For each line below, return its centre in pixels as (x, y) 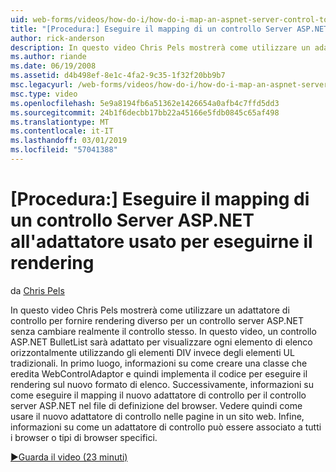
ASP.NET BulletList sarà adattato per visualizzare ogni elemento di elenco (161, 342)
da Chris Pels (37, 290)
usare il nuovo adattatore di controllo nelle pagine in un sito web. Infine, (157, 416)
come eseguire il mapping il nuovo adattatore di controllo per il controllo (158, 395)
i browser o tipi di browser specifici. (84, 437)
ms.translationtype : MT (60, 122)
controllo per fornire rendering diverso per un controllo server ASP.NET (157, 320)
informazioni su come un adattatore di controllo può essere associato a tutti (166, 427)
